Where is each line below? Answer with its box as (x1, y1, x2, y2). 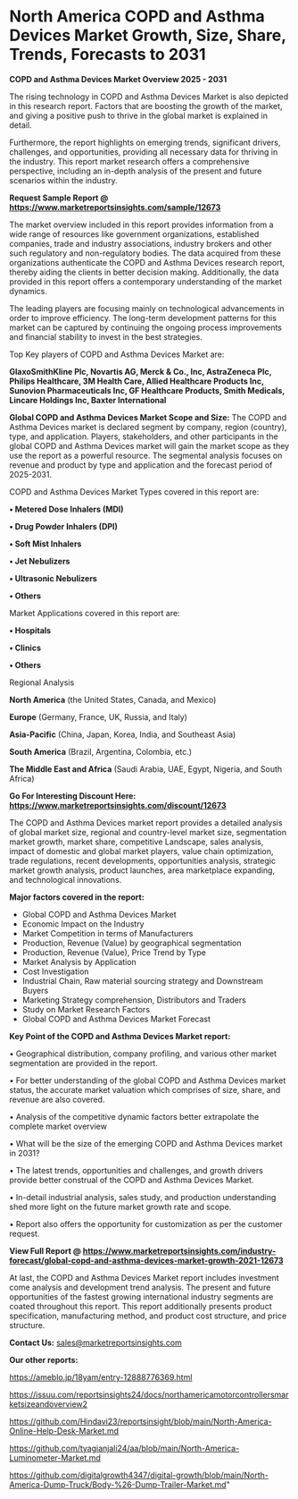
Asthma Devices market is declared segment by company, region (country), (9, 421, 287, 432)
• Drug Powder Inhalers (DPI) (9, 521, 119, 531)
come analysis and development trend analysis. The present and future (9, 1282, 271, 1292)
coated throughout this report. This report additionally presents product (9, 1300, 272, 1311)
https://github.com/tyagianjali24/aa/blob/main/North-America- (9, 1443, 240, 1453)
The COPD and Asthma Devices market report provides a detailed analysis (9, 817, 283, 828)
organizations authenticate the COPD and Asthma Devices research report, (9, 257, 286, 267)
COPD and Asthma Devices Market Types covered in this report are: (9, 486, 260, 497)
